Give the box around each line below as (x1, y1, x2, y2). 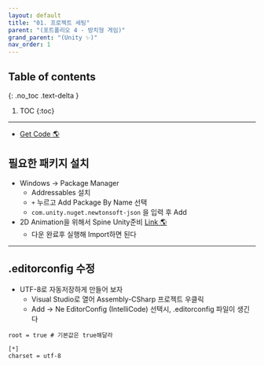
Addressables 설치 (31, 187, 91, 197)
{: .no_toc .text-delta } (8, 91, 79, 100)
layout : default (8, 11, 61, 20)
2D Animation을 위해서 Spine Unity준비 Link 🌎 (19, 217, 167, 227)
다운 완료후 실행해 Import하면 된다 (31, 229, 137, 238)
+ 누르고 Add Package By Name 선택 (31, 198, 148, 207)
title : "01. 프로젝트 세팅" (8, 19, 90, 27)
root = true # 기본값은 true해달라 (8, 331, 113, 339)
